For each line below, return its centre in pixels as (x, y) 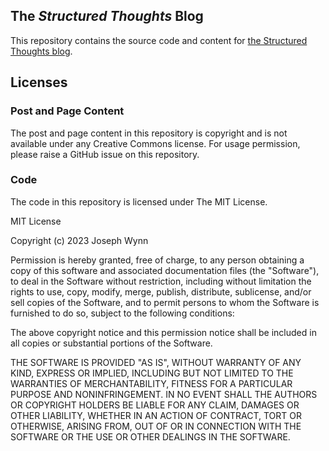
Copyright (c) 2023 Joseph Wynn (79, 240)
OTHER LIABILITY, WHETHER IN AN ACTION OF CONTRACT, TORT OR (156, 415)
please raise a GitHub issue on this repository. (105, 154)
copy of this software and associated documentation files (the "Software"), (165, 270)
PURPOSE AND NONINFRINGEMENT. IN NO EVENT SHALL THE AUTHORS (164, 394)
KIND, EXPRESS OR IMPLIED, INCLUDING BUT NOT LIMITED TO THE (152, 373)
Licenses (39, 82)
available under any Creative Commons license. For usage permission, (155, 143)
